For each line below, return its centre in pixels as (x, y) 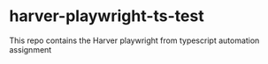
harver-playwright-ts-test (107, 16)
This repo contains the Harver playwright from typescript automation (134, 40)
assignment (31, 49)
